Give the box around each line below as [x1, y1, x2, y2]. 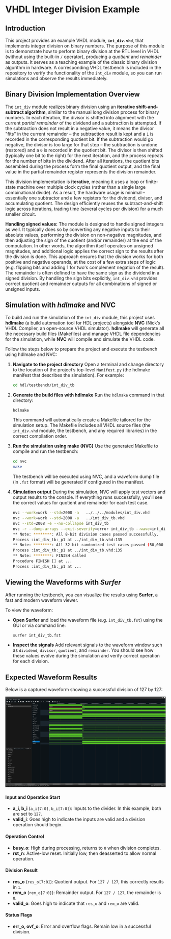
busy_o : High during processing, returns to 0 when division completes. [12, 845, 161, 851]
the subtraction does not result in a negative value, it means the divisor [5, 125, 154, 131]
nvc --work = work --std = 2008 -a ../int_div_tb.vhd [12, 516, 125, 521]
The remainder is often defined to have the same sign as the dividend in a [5, 269, 160, 276]
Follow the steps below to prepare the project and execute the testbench [5, 346, 158, 352]
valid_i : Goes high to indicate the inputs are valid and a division [12, 816, 146, 822]
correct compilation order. [12, 433, 68, 439]
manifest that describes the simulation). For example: [12, 372, 124, 378]
